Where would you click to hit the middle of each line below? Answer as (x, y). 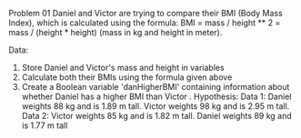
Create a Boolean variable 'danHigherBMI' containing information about (156, 87)
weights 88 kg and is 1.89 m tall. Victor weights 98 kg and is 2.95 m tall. (156, 106)
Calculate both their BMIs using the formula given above (127, 77)
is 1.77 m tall (45, 125)
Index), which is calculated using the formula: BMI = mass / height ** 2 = (145, 23)
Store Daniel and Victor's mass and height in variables (123, 68)
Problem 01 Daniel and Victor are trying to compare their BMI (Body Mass (145, 13)
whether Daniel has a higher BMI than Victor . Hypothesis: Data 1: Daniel (156, 96)
